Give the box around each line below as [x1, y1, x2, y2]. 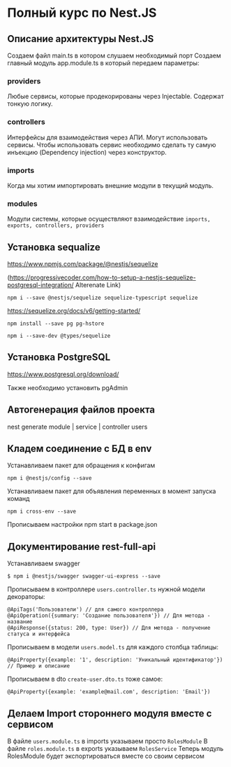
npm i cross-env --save [7, 508, 77, 516]
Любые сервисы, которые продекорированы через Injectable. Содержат [7, 92, 225, 101]
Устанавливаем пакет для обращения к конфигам [7, 461, 156, 470]
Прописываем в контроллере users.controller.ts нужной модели [7, 585, 206, 593]
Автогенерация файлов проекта [7, 404, 156, 416]
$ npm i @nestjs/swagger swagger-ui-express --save [7, 573, 161, 580]
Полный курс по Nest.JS [7, 5, 157, 21]
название [7, 619, 33, 626]
